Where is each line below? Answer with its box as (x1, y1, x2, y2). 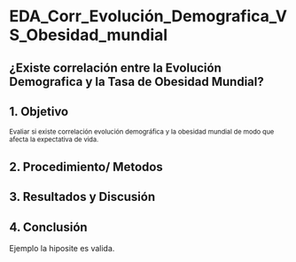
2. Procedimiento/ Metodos (9, 159, 164, 174)
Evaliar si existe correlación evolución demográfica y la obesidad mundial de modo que (9, 127, 275, 136)
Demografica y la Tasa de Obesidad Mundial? (9, 73, 264, 89)
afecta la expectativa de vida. (9, 135, 99, 144)
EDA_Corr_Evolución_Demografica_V (9, 6, 288, 27)
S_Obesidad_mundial (9, 25, 168, 45)
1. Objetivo (9, 104, 69, 119)
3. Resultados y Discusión (9, 189, 156, 204)
